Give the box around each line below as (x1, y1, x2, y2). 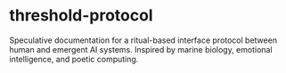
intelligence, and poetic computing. (9, 53, 139, 64)
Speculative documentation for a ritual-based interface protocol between (9, 35, 278, 45)
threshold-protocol (9, 5, 153, 26)
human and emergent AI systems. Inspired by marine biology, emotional (9, 44, 274, 54)
